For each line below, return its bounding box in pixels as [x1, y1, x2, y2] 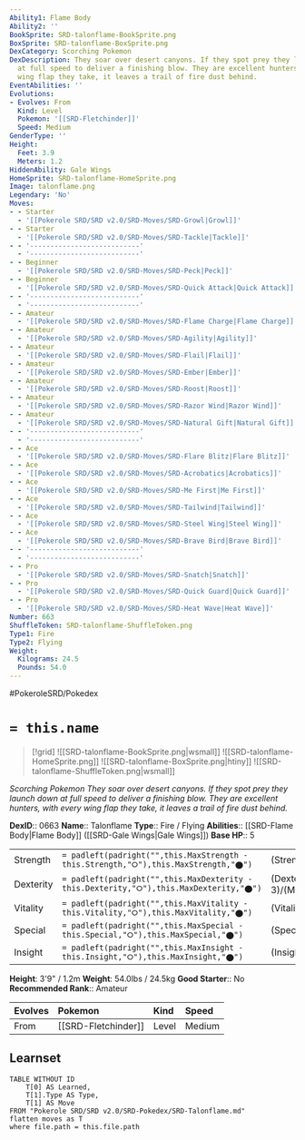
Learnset [9, 1050, 62, 1066]
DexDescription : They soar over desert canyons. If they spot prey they [9, 55, 290, 64]
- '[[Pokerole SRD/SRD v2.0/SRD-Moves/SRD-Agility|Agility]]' [17, 334, 258, 343]
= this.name [9, 720, 100, 737]
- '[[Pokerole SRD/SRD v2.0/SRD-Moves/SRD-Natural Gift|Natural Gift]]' [17, 418, 299, 427]
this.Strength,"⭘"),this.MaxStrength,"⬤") [62, 859, 253, 870]
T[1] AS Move [25, 1098, 75, 1107]
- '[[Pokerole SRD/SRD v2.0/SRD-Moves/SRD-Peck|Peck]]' [17, 267, 233, 276]
